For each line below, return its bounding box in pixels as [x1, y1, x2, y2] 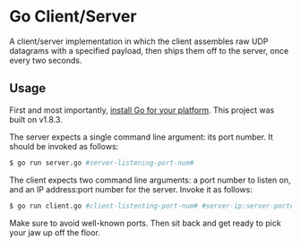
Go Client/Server [9, 6, 137, 27]
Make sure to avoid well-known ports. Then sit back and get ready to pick [9, 217, 281, 228]
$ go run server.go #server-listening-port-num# [9, 158, 194, 167]
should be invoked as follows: [9, 141, 119, 151]
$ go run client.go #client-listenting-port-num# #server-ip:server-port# [9, 201, 295, 210]
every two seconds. [9, 55, 82, 65]
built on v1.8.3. [9, 114, 63, 124]
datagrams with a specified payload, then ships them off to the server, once [9, 45, 289, 55]
